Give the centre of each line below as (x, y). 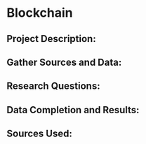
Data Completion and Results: (73, 110)
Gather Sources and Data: (64, 62)
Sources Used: (40, 134)
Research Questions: (53, 86)
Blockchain (40, 13)
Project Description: (51, 39)
